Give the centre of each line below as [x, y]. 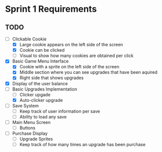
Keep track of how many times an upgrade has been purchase [82, 145]
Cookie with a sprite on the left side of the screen [69, 67]
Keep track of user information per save [60, 111]
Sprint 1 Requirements [51, 9]
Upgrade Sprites [36, 139]
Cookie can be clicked [42, 50]
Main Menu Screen [31, 122]
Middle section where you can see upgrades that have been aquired [88, 72]
